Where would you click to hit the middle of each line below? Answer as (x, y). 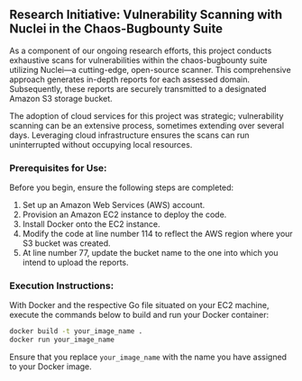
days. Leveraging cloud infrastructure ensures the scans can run (129, 135)
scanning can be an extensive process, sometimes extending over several (147, 125)
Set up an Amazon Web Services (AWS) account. (114, 205)
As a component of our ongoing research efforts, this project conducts (141, 50)
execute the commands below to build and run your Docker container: (139, 315)
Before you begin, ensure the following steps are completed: (122, 187)
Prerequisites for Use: (58, 168)
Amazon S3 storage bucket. (61, 98)
